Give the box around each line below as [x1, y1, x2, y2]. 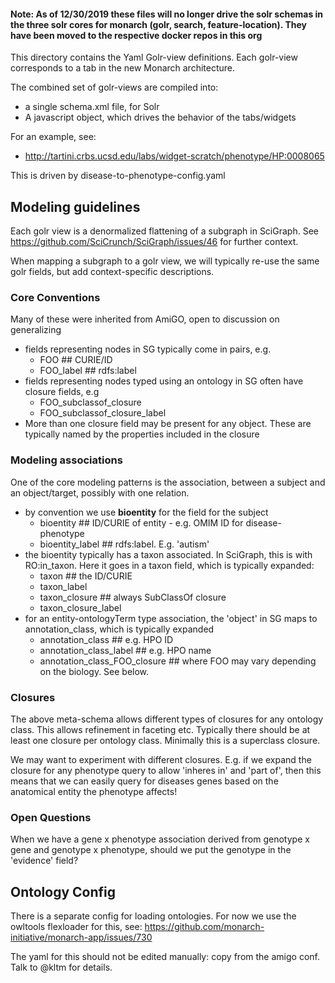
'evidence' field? [10, 855, 79, 867]
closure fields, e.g [24, 386, 100, 398]
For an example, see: [10, 131, 97, 143]
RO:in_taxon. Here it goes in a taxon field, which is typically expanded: [24, 559, 315, 571]
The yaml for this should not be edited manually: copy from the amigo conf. [10, 951, 320, 963]
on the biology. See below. [39, 665, 150, 677]
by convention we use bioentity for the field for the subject [24, 506, 269, 518]
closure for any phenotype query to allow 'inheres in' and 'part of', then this [10, 764, 322, 776]
